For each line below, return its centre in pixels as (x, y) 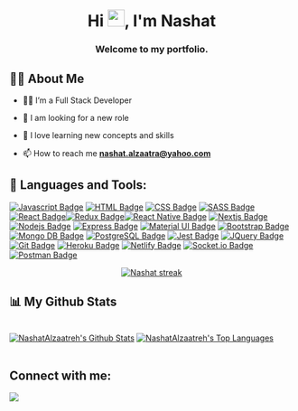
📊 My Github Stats (63, 302)
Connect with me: (61, 375)
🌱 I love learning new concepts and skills (98, 135)
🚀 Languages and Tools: (78, 185)
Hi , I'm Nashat (152, 21)
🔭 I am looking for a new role (75, 117)
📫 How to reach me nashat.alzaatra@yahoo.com (116, 153)
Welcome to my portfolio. (151, 50)
